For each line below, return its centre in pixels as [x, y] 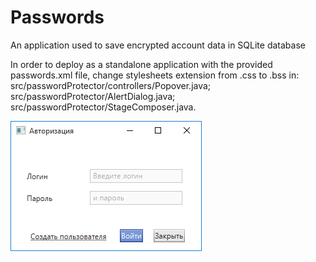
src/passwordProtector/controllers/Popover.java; [111, 85]
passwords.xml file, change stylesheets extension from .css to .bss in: [155, 75]
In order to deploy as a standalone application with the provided [141, 64]
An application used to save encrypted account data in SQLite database [158, 45]
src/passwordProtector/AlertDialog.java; [93, 96]
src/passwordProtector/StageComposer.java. [103, 107]
